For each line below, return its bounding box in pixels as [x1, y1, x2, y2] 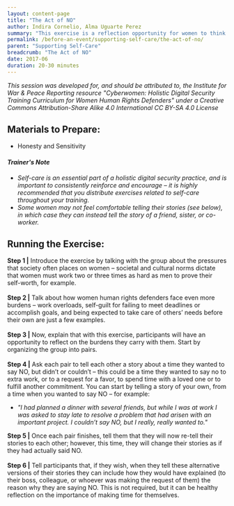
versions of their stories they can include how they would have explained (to [7, 468, 226, 477]
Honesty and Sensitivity [17, 142, 86, 151]
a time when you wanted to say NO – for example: [7, 390, 150, 398]
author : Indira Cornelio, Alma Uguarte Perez [7, 23, 141, 30]
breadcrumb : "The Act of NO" [7, 49, 92, 56]
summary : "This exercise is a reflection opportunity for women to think [7, 29, 226, 37]
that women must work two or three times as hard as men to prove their [7, 271, 213, 279]
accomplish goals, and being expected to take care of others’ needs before [7, 308, 223, 317]
